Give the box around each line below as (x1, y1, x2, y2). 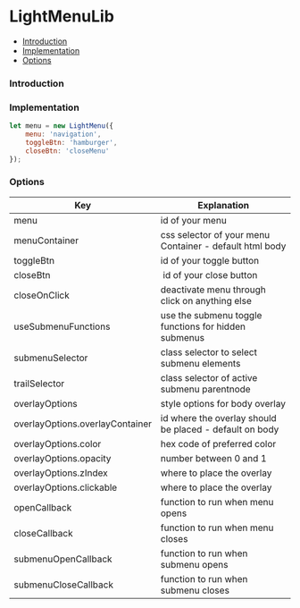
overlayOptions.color (13, 437, 102, 450)
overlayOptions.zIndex (13, 467, 109, 479)
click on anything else (160, 294, 252, 307)
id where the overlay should (160, 411, 277, 424)
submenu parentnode (160, 383, 252, 395)
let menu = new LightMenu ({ (9, 122, 114, 131)
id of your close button (162, 268, 258, 281)
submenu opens (160, 558, 229, 570)
